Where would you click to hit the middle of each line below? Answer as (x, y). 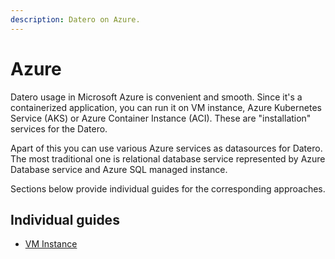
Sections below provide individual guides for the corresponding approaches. (168, 188)
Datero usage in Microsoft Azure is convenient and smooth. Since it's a (156, 97)
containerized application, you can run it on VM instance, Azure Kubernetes (166, 107)
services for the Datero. (59, 128)
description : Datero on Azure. (75, 19)
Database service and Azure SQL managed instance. (119, 169)
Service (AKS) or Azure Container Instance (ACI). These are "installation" (161, 118)
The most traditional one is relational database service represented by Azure (168, 158)
